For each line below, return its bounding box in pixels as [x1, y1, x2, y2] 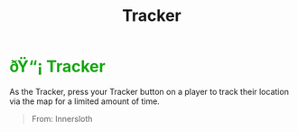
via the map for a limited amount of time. [9, 96, 160, 107]
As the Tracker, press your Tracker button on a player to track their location [9, 86, 289, 97]
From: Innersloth [31, 113, 93, 124]
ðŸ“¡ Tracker [9, 56, 106, 77]
